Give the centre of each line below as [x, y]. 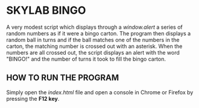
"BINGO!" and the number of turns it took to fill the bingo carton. [86, 59]
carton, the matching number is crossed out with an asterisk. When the [94, 46]
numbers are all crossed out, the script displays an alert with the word [93, 52]
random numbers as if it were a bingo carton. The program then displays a [99, 33]
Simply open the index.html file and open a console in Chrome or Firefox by [100, 92]
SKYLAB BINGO [46, 10]
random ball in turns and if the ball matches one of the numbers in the [93, 40]
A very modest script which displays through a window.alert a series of [94, 27]
